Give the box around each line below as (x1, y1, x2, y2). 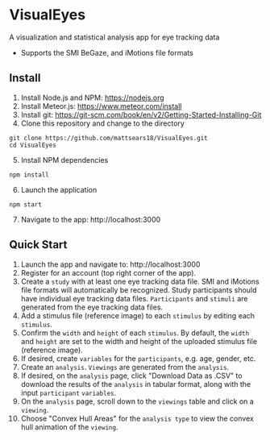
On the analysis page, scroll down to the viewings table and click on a (20, 396, 255, 406)
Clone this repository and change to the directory (20, 118, 185, 128)
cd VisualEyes (9, 141, 57, 149)
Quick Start (9, 238, 68, 251)
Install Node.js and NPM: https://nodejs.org (20, 93, 164, 102)
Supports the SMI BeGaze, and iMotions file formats (20, 48, 194, 57)
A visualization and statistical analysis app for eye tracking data (9, 32, 220, 42)
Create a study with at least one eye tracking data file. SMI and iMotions (20, 276, 260, 286)
